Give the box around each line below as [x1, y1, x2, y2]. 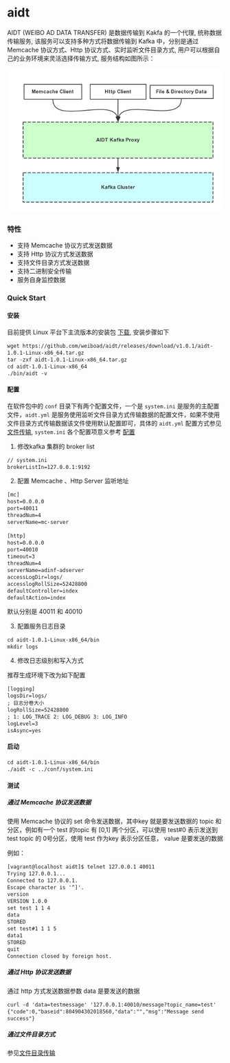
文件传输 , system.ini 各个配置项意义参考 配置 [7, 428, 135, 436]
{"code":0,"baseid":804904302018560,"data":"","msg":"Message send [7, 1008, 205, 1015]
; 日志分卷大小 [7, 699, 45, 706]
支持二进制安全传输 [16, 267, 72, 276]
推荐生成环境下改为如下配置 [7, 670, 86, 679]
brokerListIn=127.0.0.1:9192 [7, 463, 91, 470]
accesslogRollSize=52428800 [7, 580, 88, 587]
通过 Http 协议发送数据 [7, 968, 71, 976]
